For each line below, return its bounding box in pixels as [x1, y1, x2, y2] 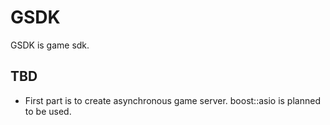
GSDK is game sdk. [10, 39, 90, 51]
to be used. [24, 105, 72, 117]
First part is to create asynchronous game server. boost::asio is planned [24, 94, 321, 106]
